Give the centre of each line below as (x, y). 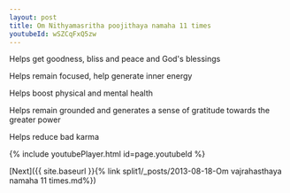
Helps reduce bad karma (54, 137)
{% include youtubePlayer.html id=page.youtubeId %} (107, 154)
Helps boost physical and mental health (81, 93)
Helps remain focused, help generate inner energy (101, 76)
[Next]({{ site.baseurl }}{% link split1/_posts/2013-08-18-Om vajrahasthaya (145, 171)
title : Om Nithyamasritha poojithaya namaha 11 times (111, 26)
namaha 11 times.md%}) (53, 181)
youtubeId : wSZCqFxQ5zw (53, 34)
